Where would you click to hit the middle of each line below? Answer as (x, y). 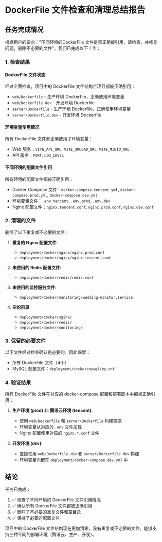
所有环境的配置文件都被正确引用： (39, 179)
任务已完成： (18, 489)
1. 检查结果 (18, 62)
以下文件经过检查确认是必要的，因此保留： (48, 352)
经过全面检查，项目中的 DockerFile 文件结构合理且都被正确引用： (70, 86)
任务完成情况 (24, 29)
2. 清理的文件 (20, 221)
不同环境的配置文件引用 (28, 167)
